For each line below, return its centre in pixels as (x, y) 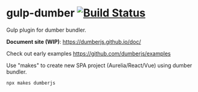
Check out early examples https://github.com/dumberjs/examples (89, 53)
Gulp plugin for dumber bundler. (46, 30)
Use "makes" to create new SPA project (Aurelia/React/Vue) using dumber (99, 65)
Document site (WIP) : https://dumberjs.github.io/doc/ (74, 41)
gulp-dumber (40, 13)
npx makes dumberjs (31, 83)
